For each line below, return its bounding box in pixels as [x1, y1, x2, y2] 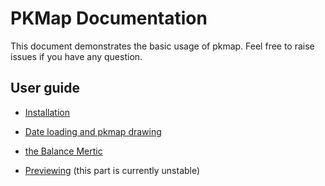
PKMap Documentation [10, 7, 208, 30]
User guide [10, 80, 80, 97]
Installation [24, 106, 71, 118]
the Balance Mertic [24, 145, 103, 157]
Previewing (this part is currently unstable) [24, 164, 201, 176]
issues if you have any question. [10, 50, 143, 62]
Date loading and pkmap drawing [24, 125, 162, 137]
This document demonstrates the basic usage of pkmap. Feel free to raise [10, 40, 315, 52]
